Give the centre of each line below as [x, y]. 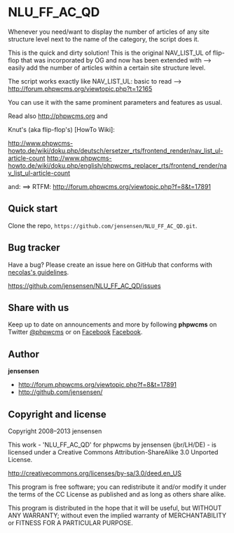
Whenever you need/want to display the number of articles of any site [109, 32]
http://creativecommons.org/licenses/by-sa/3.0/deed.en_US [95, 473]
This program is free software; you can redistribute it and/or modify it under [117, 487]
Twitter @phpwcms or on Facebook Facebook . [75, 332]
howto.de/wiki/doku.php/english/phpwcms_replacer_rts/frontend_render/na [117, 165]
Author [23, 354]
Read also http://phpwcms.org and [58, 116]
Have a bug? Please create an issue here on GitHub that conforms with [110, 265]
